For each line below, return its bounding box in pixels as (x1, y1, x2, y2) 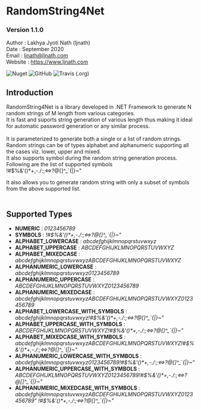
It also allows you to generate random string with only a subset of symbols (6, 179, 190, 186)
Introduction (6, 87, 54, 97)
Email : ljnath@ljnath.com (6, 52, 68, 59)
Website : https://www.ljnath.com (6, 58, 89, 65)
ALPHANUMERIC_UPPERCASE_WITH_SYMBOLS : (14, 365, 141, 373)
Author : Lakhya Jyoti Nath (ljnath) (6, 39, 91, 46)
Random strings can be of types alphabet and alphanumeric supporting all (6, 142, 190, 149)
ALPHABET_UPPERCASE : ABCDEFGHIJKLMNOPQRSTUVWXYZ (14, 244, 175, 252)
